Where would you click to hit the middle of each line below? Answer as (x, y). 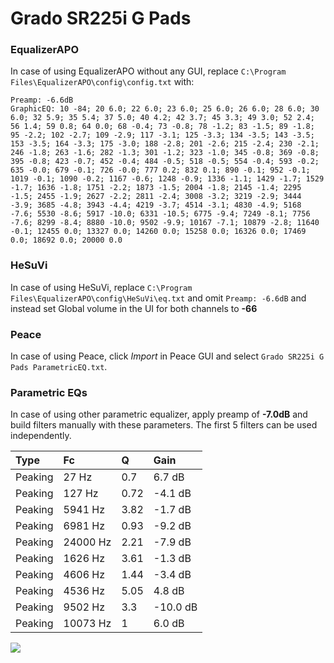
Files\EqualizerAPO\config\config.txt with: (102, 82)
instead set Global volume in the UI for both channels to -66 (134, 308)
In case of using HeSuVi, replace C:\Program (101, 287)
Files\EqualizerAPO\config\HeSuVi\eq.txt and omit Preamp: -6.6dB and (158, 298)
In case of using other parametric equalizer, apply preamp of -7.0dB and (159, 414)
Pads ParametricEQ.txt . (59, 367)
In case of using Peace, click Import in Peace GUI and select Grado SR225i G (167, 356)
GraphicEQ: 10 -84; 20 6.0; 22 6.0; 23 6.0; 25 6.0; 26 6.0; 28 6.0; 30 (165, 109)
